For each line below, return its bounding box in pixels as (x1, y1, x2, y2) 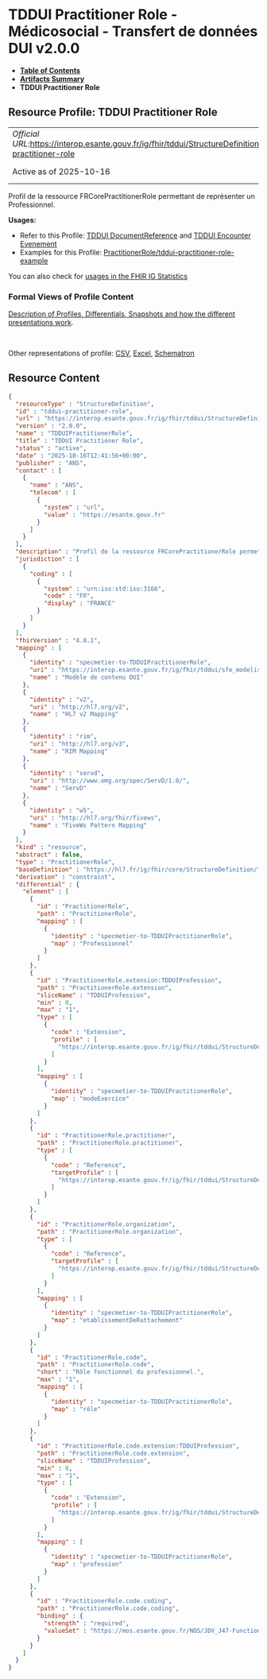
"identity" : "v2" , (29, 696, 94, 704)
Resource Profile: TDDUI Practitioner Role (8, 106, 218, 119)
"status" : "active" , (15, 444, 87, 452)
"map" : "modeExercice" (50, 1095, 130, 1103)
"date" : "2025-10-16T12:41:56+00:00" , (15, 452, 148, 459)
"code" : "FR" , (43, 592, 94, 600)
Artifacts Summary (19, 74, 85, 83)
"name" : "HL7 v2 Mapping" (29, 710, 119, 719)
